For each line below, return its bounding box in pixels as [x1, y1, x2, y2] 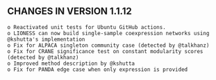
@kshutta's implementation [7, 36, 85, 43]
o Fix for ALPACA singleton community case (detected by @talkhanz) [7, 41, 210, 49]
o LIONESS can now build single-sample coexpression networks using [7, 30, 210, 37]
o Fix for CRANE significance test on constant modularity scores [7, 48, 203, 54]
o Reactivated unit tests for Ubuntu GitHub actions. [7, 23, 167, 30]
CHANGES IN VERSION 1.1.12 [7, 6, 132, 17]
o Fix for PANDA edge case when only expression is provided [7, 66, 188, 73]
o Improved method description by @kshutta [7, 60, 135, 67]
